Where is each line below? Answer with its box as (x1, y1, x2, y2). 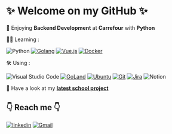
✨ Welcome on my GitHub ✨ (6, 4, 148, 18)
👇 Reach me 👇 (6, 102, 61, 113)
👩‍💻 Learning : (6, 36, 40, 43)
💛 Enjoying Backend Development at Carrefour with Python (6, 24, 155, 31)
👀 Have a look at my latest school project (6, 85, 109, 92)
